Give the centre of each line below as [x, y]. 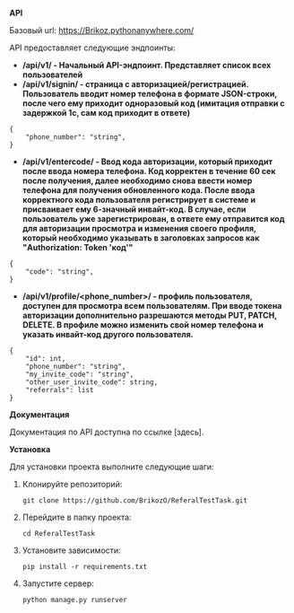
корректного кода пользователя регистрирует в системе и [139, 200]
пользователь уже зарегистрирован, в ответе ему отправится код [153, 219]
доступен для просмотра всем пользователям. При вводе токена [152, 306]
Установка [30, 449]
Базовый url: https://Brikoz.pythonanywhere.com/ [102, 30]
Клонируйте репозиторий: [72, 484]
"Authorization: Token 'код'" [78, 247]
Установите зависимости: [71, 550]
